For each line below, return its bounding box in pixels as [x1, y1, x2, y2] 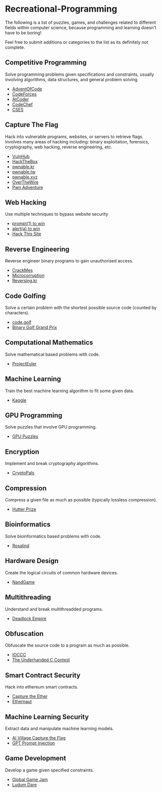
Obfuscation [5, 629, 44, 637]
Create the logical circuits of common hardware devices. [5, 569, 118, 575]
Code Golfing [5, 292, 46, 300]
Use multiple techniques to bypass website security [5, 211, 108, 217]
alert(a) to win [12, 226, 40, 232]
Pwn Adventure [12, 184, 43, 190]
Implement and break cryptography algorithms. [5, 461, 99, 466]
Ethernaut [12, 699, 32, 705]
